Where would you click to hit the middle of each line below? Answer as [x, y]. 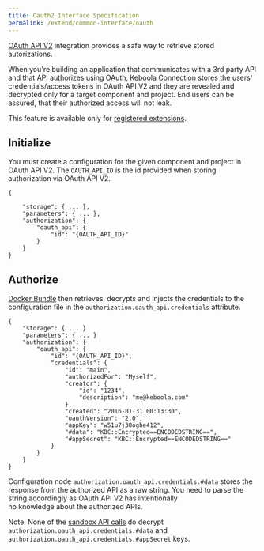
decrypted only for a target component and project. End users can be [121, 94]
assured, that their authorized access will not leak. [90, 103]
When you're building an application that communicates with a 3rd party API [132, 69]
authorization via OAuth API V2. [59, 179]
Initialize [30, 143]
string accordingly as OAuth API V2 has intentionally [93, 498]
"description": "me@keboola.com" [134, 398]
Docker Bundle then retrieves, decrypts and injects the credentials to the [126, 299]
